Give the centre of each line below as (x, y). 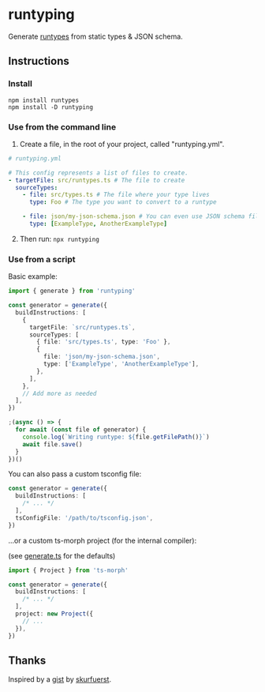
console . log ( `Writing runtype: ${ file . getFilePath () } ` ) (116, 437)
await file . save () (52, 444)
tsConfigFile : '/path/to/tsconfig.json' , (84, 518)
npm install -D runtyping (50, 107)
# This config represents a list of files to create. (99, 173)
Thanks (27, 660)
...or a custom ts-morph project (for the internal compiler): (103, 540)
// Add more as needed (60, 393)
